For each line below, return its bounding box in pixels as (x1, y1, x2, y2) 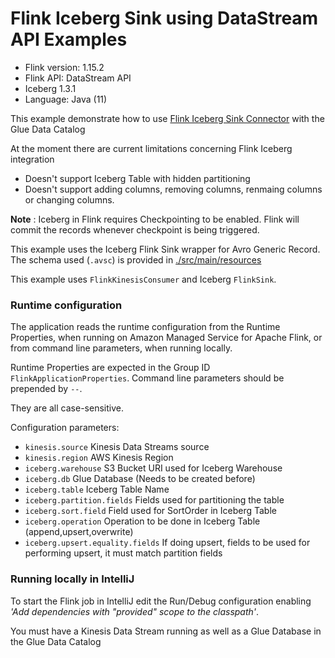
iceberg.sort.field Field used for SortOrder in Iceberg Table (24, 505, 277, 517)
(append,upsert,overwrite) (24, 526, 134, 538)
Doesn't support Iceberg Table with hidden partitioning (24, 172, 251, 184)
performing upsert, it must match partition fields (24, 547, 223, 559)
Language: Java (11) (24, 93, 108, 105)
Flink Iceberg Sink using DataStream (10, 7, 319, 30)
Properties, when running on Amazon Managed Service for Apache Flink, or (10, 332, 323, 344)
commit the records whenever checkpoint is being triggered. (10, 223, 260, 236)
